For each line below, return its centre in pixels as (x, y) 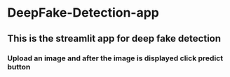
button (19, 67)
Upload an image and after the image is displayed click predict (115, 58)
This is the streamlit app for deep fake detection (114, 38)
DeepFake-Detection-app (83, 13)
